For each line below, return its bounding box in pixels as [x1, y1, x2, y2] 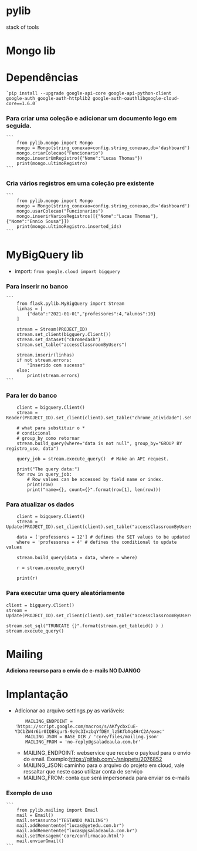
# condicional [16, 430, 51, 436]
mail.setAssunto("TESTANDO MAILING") [16, 818, 109, 823]
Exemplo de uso [6, 789, 53, 797]
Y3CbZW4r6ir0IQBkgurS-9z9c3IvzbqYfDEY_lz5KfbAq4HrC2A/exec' [14, 728, 165, 735]
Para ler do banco [6, 391, 57, 399]
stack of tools [6, 23, 39, 31]
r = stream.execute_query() [16, 565, 85, 571]
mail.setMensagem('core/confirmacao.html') [16, 833, 125, 839]
